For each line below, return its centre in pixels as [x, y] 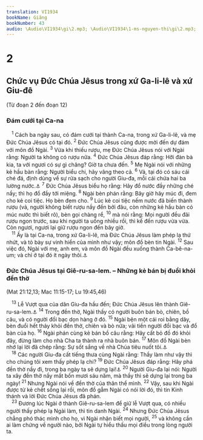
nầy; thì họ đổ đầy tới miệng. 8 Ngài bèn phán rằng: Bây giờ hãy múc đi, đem [101, 193]
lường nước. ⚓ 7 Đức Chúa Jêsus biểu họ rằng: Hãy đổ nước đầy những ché [100, 185]
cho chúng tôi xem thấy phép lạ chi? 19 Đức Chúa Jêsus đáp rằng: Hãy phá [99, 361]
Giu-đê [20, 90]
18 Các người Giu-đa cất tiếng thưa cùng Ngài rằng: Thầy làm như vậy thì [102, 354]
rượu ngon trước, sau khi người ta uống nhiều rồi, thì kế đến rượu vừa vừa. [98, 221]
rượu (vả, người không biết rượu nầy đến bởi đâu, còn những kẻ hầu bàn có [100, 207]
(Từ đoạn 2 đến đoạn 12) [37, 105]
